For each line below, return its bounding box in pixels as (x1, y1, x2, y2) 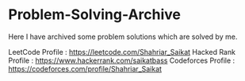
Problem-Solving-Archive (8, 6, 181, 24)
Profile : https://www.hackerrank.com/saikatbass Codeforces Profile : (8, 56, 235, 65)
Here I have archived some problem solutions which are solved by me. (8, 32, 238, 41)
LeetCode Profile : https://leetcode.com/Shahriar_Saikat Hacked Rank (8, 47, 236, 56)
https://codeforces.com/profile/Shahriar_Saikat (8, 64, 163, 73)
